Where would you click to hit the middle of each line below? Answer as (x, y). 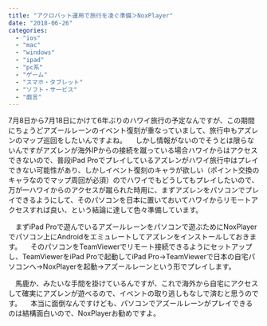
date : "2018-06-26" (41, 23)
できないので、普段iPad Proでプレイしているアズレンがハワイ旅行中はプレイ (133, 161)
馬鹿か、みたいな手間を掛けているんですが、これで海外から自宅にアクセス (137, 284)
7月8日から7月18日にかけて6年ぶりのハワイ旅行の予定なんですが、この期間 (132, 121)
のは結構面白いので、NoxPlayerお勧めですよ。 (84, 313)
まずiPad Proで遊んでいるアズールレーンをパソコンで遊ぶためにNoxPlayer (136, 227)
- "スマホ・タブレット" (49, 82)
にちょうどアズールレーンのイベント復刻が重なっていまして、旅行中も (123, 130)
